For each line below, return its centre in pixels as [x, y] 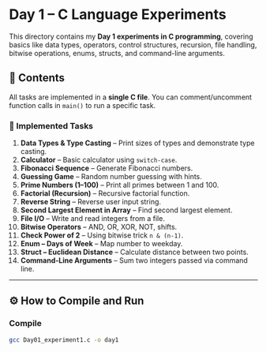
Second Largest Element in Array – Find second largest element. [126, 210]
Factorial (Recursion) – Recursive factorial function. [105, 193]
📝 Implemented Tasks [51, 125]
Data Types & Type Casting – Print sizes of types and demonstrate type [137, 143]
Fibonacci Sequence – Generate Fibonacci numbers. [107, 168]
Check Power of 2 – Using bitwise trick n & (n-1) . [102, 235]
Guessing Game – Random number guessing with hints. [111, 177]
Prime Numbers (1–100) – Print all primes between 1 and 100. [120, 185]
